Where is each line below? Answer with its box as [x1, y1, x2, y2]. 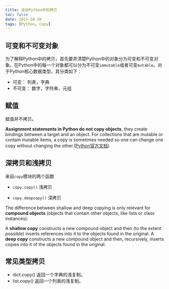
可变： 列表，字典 [12, 79, 49, 85]
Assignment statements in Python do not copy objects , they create [5, 126, 148, 132]
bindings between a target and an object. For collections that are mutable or [5, 131, 163, 137]
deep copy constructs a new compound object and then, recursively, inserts [5, 236, 164, 242]
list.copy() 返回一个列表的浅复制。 [12, 278, 84, 284]
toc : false [5, 12, 28, 17]
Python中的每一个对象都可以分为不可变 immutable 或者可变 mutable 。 [18, 62, 158, 68]
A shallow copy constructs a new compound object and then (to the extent [5, 225, 161, 231]
